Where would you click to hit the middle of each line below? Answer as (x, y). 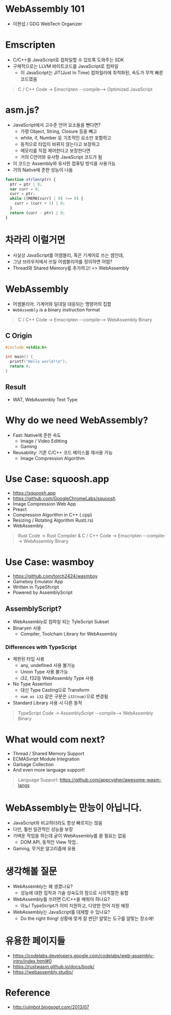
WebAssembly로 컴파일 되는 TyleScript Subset (61, 622)
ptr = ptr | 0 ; (26, 184)
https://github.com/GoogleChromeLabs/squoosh (64, 499)
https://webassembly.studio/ (43, 972)
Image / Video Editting (44, 441)
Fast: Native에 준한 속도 (37, 435)
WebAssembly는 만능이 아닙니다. (74, 808)
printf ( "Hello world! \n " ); (39, 362)
